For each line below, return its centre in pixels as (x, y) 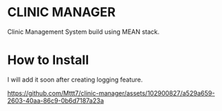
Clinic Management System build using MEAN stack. (84, 32)
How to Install (48, 60)
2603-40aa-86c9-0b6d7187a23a (56, 100)
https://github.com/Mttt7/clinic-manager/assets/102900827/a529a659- (111, 93)
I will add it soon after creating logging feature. (75, 79)
